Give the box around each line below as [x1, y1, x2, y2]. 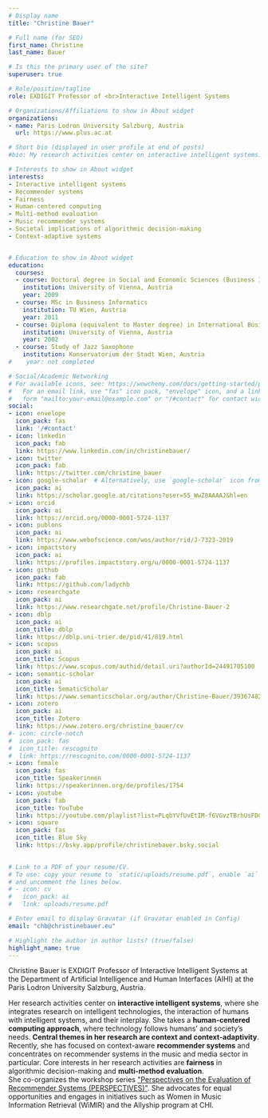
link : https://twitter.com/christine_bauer [15, 469, 162, 477]
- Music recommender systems [8, 218, 105, 226]
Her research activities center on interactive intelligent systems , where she [8, 998, 259, 1008]
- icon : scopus [8, 640, 59, 648]
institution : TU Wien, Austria [22, 306, 127, 314]
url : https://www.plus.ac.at [15, 129, 112, 137]
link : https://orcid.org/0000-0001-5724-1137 [15, 514, 170, 522]
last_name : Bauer [8, 49, 66, 57]
